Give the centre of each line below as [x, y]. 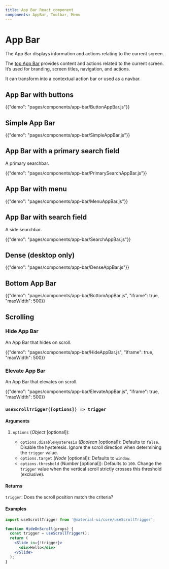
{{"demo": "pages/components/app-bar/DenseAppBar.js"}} [67, 267]
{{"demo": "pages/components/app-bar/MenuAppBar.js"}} [67, 201]
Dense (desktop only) [40, 255]
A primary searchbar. [27, 163]
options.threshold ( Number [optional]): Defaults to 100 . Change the [91, 464]
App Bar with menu [36, 189]
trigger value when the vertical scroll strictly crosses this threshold [91, 469]
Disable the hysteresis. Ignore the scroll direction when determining [91, 447]
